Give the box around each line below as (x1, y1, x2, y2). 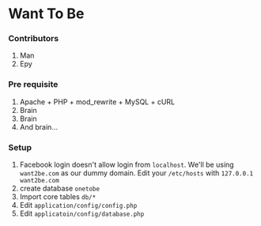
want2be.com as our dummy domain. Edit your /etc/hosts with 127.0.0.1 (19, 168, 254, 178)
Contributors (8, 33, 59, 44)
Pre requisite (8, 79, 59, 90)
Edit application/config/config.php (19, 201, 138, 210)
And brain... (19, 122, 58, 131)
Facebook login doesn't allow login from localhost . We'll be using (19, 160, 235, 170)
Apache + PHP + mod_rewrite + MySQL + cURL (19, 96, 176, 107)
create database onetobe (19, 183, 100, 194)
